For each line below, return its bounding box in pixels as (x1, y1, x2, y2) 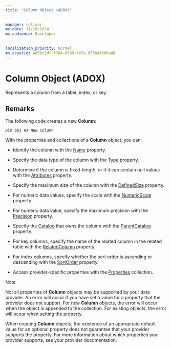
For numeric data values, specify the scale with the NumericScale (12, 192, 152, 198)
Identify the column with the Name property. (12, 147, 106, 153)
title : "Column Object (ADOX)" (5, 7, 72, 13)
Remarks (5, 104, 35, 113)
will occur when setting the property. (5, 311, 83, 317)
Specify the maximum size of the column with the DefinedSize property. (12, 182, 165, 188)
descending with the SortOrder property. (12, 259, 99, 265)
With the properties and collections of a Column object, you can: (5, 137, 142, 143)
